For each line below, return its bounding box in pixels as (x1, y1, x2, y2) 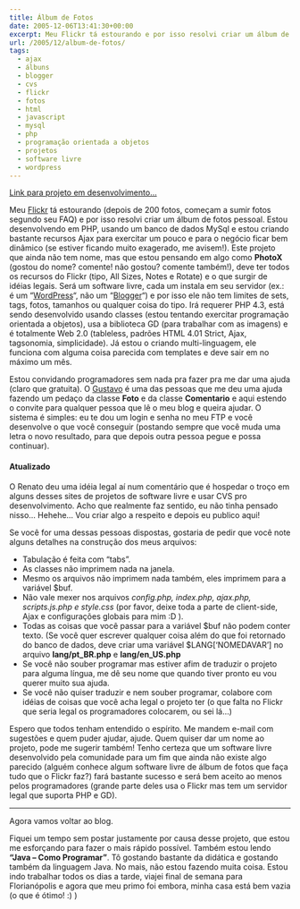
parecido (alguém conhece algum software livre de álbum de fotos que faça (9, 761, 288, 772)
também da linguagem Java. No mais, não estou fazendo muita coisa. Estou (9, 861, 288, 872)
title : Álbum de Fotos (9, 13, 94, 22)
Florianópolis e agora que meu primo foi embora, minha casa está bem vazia (9, 880, 291, 891)
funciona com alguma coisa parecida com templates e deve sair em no (9, 347, 270, 358)
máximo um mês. (9, 357, 73, 368)
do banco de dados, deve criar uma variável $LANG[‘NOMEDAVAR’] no (21, 639, 284, 650)
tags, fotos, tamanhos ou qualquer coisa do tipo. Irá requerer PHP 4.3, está (9, 300, 285, 310)
